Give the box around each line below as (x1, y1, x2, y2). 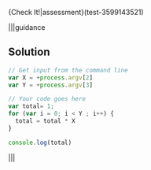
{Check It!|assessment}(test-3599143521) (8, 8, 144, 17)
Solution (8, 46, 50, 59)
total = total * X (15, 117, 76, 125)
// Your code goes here (8, 95, 87, 103)
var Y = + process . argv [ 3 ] (8, 81, 93, 89)
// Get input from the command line (8, 66, 128, 74)
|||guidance (8, 23, 46, 31)
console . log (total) (8, 139, 72, 146)
